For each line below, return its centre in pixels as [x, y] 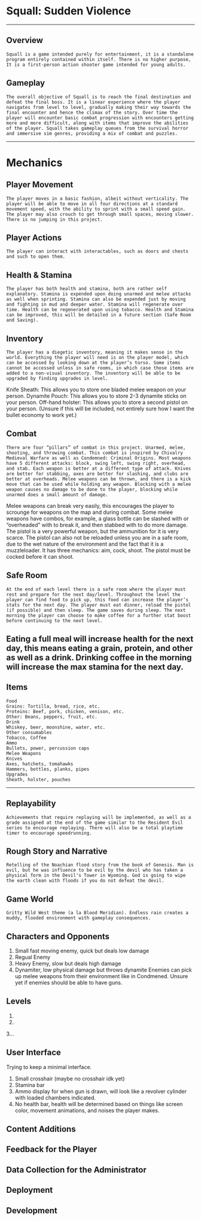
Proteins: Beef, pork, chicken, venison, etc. [65, 711]
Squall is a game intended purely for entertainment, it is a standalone [100, 54]
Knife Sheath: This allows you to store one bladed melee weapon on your [96, 389]
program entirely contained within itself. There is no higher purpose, [99, 59]
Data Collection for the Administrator [76, 1170]
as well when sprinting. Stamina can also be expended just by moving [96, 299]
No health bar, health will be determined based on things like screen [99, 1104]
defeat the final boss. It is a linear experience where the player [93, 102]
